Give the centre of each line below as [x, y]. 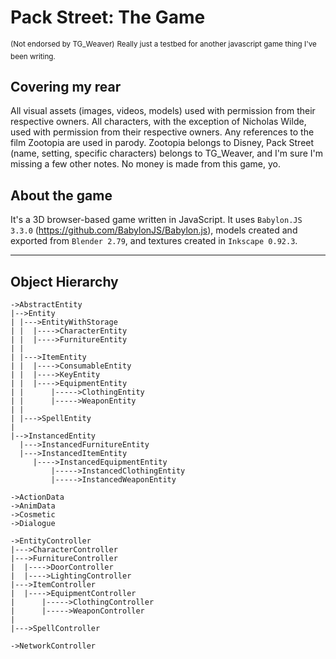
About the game [61, 195]
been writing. [33, 56]
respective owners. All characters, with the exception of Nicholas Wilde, [158, 122]
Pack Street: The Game [108, 17]
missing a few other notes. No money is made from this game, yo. [146, 164]
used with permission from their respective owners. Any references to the [162, 132]
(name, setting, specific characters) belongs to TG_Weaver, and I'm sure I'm [167, 153]
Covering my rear [66, 86]
